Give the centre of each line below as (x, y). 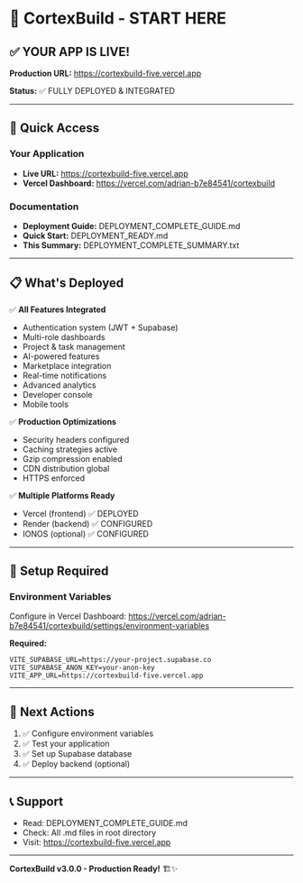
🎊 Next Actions (52, 712)
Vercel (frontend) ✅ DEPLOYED (80, 513)
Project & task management (73, 346)
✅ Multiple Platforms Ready (62, 495)
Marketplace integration (67, 365)
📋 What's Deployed (67, 283)
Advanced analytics (59, 385)
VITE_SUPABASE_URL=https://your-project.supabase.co (110, 660)
